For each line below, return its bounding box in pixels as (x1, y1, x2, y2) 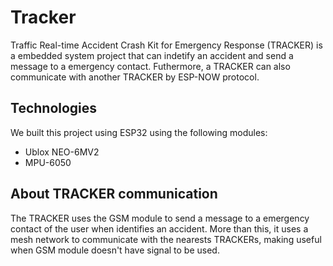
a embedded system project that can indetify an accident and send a (10, 49, 294, 61)
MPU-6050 (24, 156, 72, 168)
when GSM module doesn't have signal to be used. (10, 244, 220, 256)
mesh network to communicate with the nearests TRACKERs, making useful (10, 233, 322, 245)
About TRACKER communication (10, 186, 218, 203)
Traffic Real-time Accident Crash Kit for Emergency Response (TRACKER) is (10, 39, 323, 51)
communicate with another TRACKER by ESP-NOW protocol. (10, 71, 260, 83)
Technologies (10, 100, 98, 117)
